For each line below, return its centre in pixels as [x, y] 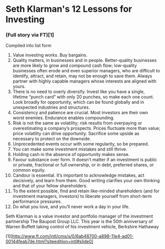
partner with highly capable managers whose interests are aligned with [84, 81]
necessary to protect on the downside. [52, 139]
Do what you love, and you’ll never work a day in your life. [71, 207]
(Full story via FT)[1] [30, 35]
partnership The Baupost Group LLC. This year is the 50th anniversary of [79, 221]
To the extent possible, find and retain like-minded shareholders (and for [86, 191]
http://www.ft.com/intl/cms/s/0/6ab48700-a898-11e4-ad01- [73, 236]
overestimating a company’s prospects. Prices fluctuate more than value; [86, 128]
